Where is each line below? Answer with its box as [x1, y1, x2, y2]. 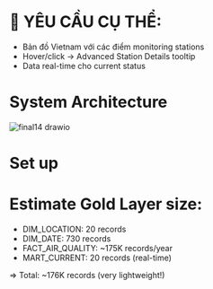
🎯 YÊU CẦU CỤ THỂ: [9, 12, 162, 32]
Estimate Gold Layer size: [9, 194, 203, 215]
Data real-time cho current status [22, 60, 146, 71]
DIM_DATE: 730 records [22, 233, 111, 244]
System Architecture [9, 92, 168, 112]
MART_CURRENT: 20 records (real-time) [22, 252, 173, 263]
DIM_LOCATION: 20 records [22, 223, 127, 234]
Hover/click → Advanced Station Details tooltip [22, 50, 196, 61]
